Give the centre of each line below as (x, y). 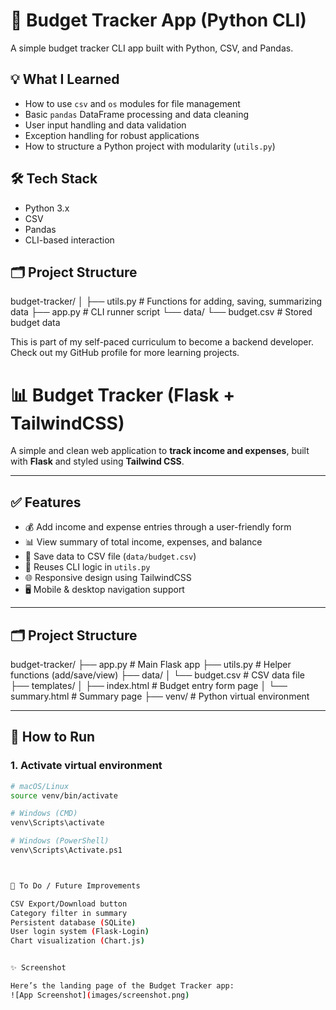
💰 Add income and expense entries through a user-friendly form (158, 527)
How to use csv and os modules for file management (132, 103)
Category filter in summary (69, 913)
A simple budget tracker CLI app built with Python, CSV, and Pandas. (152, 48)
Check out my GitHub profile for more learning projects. (125, 353)
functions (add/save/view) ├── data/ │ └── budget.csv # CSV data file (157, 675)
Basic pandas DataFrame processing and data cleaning (136, 114)
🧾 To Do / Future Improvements (75, 885)
